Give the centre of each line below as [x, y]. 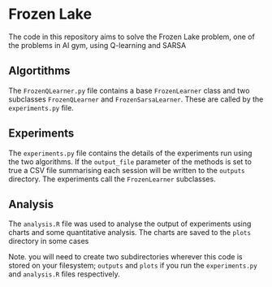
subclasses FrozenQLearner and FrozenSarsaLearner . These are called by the [136, 99]
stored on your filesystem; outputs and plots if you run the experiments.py [133, 266]
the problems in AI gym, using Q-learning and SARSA [97, 45]
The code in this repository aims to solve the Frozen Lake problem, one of [132, 37]
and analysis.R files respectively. [64, 274]
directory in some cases [49, 241]
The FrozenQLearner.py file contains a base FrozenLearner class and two [129, 90]
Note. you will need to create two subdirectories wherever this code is [125, 257]
